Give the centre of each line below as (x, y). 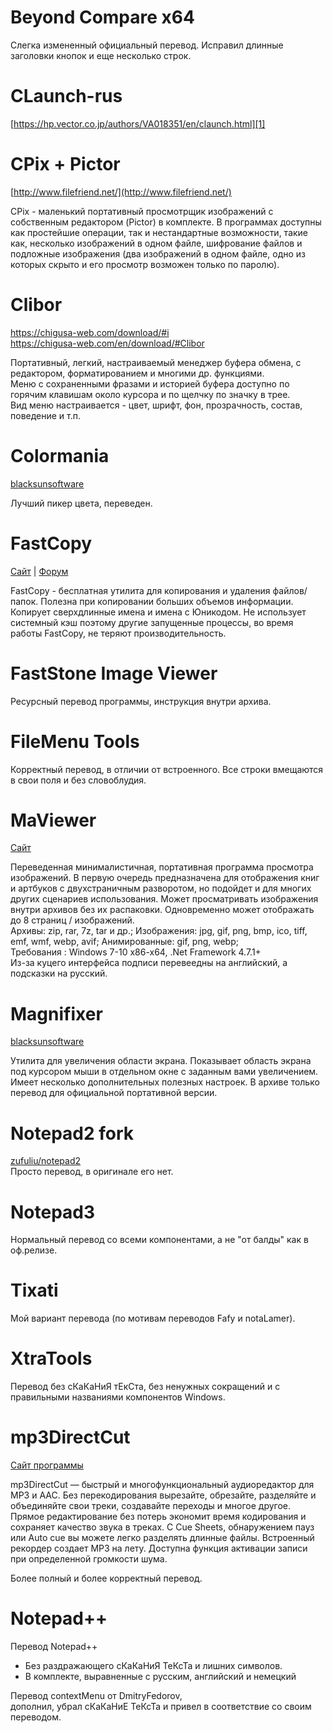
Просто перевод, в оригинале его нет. (92, 1172)
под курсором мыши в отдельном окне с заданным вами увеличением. (164, 1072)
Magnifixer (56, 1013)
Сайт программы (47, 1465)
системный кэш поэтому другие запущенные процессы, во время (152, 622)
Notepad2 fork (72, 1133)
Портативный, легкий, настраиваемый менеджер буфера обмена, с (156, 362)
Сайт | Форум (39, 571)
